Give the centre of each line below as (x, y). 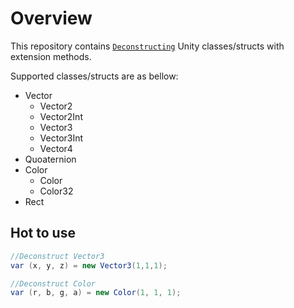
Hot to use (43, 233)
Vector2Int (61, 116)
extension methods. (51, 56)
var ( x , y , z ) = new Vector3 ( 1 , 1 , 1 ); (89, 265)
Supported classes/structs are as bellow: (94, 76)
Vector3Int (61, 138)
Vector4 (56, 148)
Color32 (56, 191)
